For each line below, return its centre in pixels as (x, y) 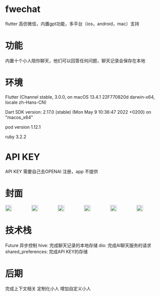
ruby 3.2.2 (16, 137)
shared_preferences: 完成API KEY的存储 (46, 251)
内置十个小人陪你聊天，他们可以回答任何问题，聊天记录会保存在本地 (75, 61)
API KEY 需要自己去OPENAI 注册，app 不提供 (52, 171)
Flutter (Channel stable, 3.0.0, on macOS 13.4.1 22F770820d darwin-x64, (80, 97)
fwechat (23, 9)
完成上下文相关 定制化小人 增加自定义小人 (48, 288)
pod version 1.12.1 (23, 127)
